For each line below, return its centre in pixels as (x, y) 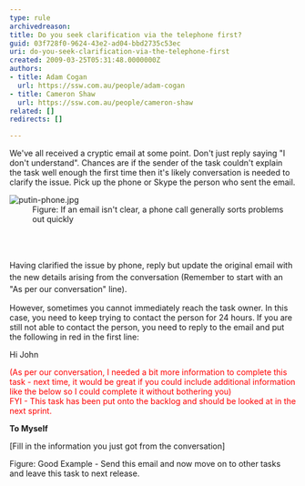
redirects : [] (36, 119)
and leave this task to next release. (75, 473)
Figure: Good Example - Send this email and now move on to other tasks (145, 464)
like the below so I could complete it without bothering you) (121, 391)
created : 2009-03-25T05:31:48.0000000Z (85, 60)
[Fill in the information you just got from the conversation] (117, 446)
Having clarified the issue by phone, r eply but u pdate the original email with (151, 266)
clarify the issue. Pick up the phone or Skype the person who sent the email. (152, 182)
